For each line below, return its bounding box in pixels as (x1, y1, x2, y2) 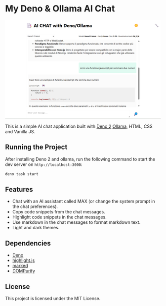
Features (5, 185, 33, 194)
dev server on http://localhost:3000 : (5, 161, 83, 167)
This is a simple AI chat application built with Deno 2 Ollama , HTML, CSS (5, 123, 153, 129)
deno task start (5, 171, 39, 176)
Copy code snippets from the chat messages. (12, 209, 105, 215)
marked (12, 263, 28, 269)
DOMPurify (12, 268, 36, 274)
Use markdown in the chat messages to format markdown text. (12, 219, 141, 225)
